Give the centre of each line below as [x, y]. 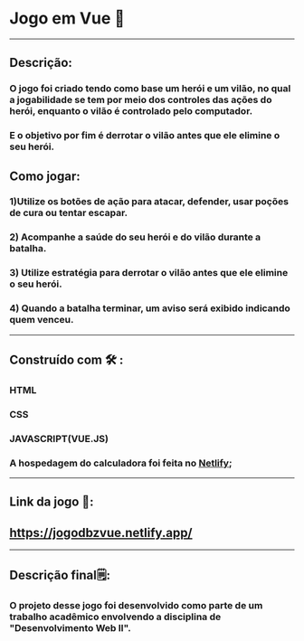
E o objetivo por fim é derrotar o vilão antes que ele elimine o [145, 136]
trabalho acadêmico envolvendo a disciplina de [115, 617]
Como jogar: [45, 176]
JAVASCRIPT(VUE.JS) [59, 438]
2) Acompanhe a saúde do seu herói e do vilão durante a [135, 237]
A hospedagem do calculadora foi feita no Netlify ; [121, 463]
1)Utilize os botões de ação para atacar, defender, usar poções [149, 202]
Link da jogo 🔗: [52, 502]
